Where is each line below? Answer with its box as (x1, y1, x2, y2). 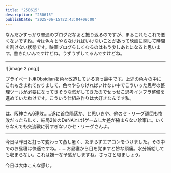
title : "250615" (5, 7, 40, 13)
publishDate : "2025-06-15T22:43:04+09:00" (5, 17, 97, 22)
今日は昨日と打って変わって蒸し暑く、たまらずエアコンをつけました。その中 (5, 139, 165, 145)
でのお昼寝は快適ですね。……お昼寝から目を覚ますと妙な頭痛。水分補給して (5, 146, 164, 152)
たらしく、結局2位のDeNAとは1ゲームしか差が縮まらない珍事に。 (18, 117, 156, 123)
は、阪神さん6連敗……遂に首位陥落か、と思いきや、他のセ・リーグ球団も (5, 110, 159, 117)
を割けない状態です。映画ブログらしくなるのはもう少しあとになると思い (5, 44, 157, 50)
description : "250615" (5, 12, 53, 17)
